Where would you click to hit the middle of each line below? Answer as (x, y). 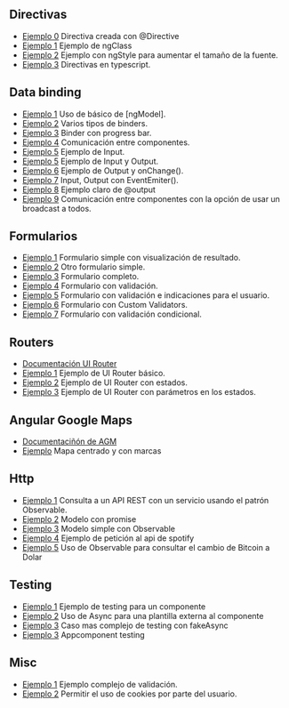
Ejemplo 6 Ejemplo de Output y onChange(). (103, 170)
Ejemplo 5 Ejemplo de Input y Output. (90, 161)
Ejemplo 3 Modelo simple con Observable (99, 528)
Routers (32, 342)
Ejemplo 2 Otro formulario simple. (84, 267)
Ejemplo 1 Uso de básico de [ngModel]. (94, 114)
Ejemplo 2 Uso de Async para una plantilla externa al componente (143, 615)
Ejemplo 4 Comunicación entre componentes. (106, 142)
